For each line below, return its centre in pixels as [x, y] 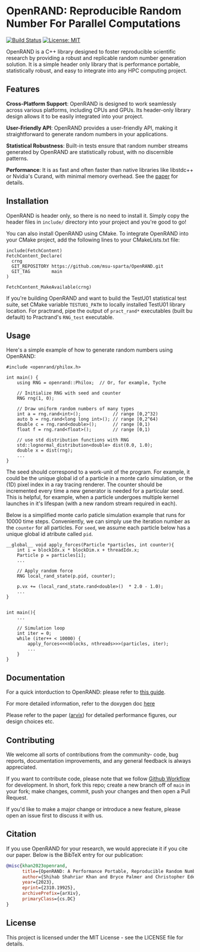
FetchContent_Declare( [34, 256]
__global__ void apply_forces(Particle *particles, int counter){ [90, 545]
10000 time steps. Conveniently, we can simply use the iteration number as [98, 521]
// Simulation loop [41, 628]
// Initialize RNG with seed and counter [69, 393]
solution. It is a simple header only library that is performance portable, [93, 64]
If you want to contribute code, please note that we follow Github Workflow [98, 779]
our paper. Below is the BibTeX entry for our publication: [75, 854]
